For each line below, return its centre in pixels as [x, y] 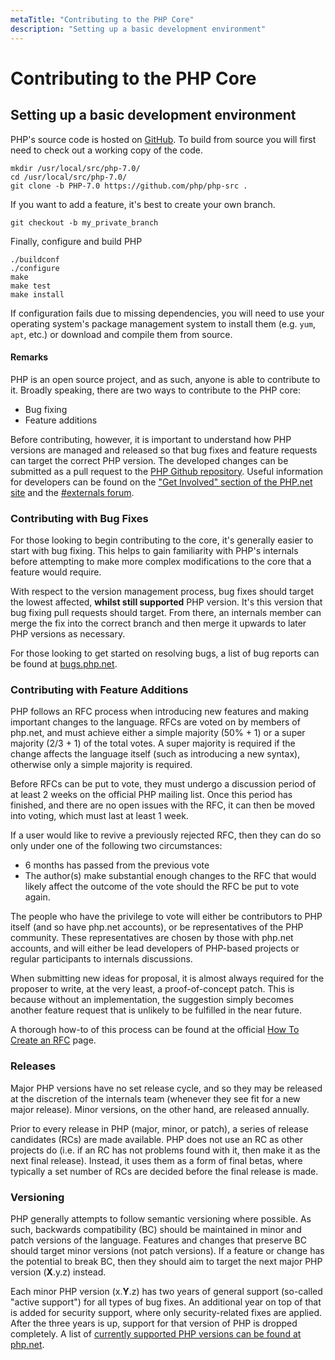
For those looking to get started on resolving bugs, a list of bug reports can [165, 653]
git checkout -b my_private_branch [84, 222]
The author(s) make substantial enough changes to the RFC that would [170, 876]
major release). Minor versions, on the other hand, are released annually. [160, 1109]
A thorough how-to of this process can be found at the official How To [155, 1030]
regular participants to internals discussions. [101, 959]
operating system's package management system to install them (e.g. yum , [163, 323]
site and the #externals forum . [72, 492]
